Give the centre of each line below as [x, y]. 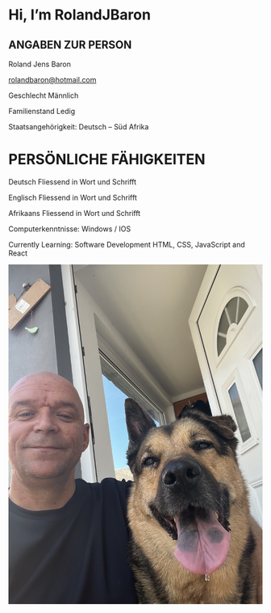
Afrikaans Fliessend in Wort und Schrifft [75, 213]
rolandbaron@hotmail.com [52, 80]
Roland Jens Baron [40, 64]
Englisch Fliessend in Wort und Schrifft [73, 197]
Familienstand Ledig [42, 111]
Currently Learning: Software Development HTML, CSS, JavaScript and [127, 244]
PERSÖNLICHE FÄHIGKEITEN [107, 160]
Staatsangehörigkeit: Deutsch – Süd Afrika [79, 127]
